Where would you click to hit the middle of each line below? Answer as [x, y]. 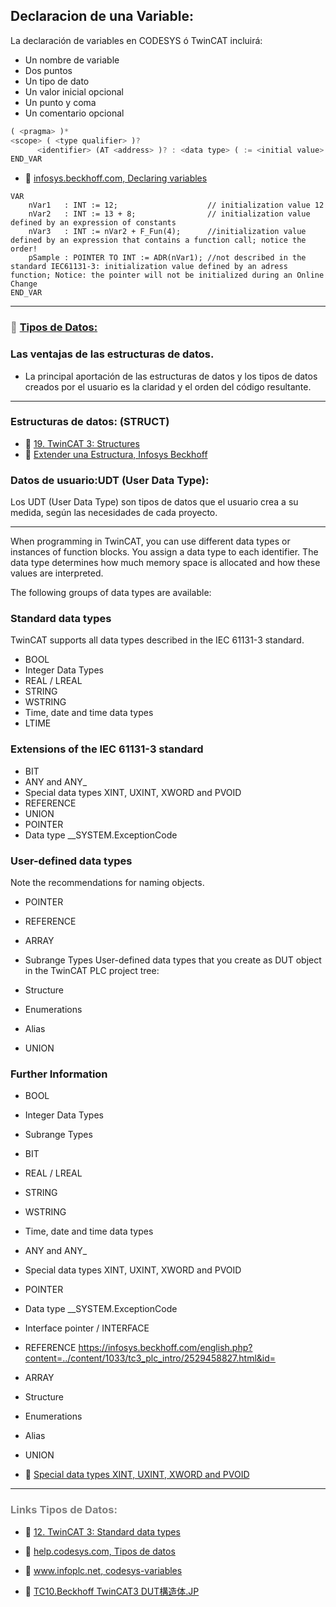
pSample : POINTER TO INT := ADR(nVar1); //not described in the [167, 258]
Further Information [59, 1074]
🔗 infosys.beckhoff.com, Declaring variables [116, 178]
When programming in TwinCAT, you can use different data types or [150, 541]
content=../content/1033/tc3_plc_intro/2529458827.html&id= [150, 1358]
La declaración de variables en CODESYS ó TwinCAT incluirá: [136, 40]
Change [24, 284]
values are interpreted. [57, 573]
